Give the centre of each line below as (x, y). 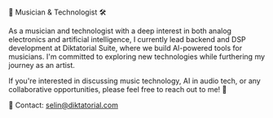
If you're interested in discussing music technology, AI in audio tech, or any (134, 81)
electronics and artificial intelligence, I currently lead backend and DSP (127, 39)
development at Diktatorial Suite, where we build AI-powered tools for (125, 48)
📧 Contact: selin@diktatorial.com (63, 105)
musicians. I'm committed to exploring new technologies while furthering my (137, 57)
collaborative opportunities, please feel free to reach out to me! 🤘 (118, 89)
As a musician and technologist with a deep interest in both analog (120, 31)
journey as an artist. (42, 65)
